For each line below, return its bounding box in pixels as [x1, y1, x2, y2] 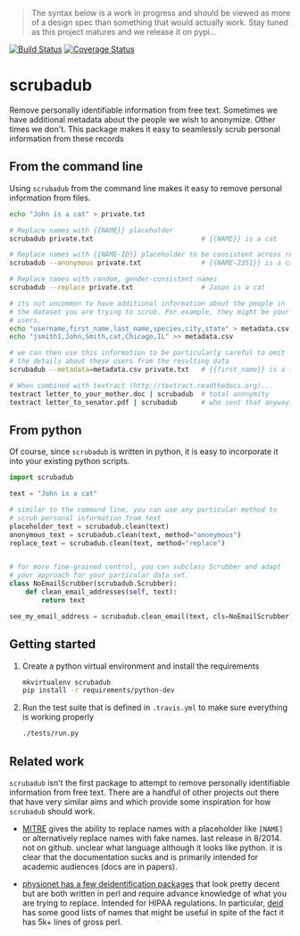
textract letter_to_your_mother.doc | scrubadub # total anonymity [9, 389, 270, 399]
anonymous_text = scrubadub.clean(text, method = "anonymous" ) [9, 530, 242, 539]
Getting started [9, 637, 96, 652]
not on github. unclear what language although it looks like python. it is [21, 842, 283, 853]
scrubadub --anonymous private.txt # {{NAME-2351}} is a [9, 258, 281, 267]
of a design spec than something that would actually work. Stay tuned [30, 17, 288, 28]
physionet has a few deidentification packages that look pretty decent [21, 878, 280, 889]
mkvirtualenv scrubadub [21, 678, 112, 687]
